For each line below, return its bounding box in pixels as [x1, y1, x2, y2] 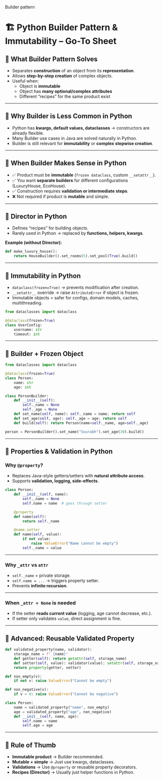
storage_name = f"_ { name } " [14, 652, 68, 657]
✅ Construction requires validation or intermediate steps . [12, 188, 129, 194]
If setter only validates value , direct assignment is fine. [12, 616, 121, 621]
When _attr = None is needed [5, 599, 76, 606]
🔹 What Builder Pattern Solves [5, 55, 98, 63]
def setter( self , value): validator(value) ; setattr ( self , [14, 661, 136, 666]
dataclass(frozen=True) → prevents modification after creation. [12, 285, 139, 290]
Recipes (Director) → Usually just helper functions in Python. [12, 769, 135, 775]
